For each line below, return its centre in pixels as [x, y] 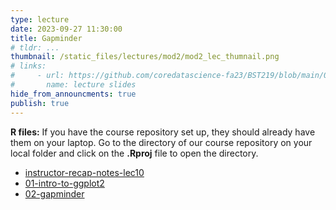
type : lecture [40, 19]
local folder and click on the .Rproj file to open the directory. [134, 153]
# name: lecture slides [73, 85]
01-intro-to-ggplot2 [64, 183]
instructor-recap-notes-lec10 [84, 172]
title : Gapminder [46, 38]
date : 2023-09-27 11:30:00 [66, 29]
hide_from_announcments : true [73, 94]
